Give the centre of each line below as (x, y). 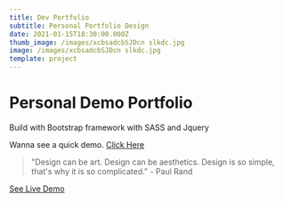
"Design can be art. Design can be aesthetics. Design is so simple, (153, 162)
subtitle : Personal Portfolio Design (79, 26)
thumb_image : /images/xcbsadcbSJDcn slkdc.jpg (97, 42)
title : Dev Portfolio (49, 17)
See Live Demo (37, 189)
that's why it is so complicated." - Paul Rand (112, 171)
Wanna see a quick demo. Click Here (77, 144)
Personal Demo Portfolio (101, 103)
